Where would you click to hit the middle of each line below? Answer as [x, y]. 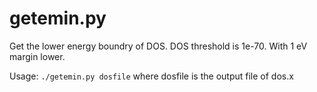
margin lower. [37, 56]
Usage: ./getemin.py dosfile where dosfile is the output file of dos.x [151, 76]
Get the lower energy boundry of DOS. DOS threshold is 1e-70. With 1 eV [158, 46]
